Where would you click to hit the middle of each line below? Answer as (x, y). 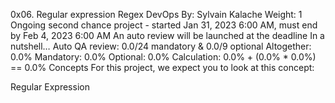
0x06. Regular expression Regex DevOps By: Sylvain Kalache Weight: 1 (156, 14)
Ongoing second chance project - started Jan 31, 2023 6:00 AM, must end (164, 25)
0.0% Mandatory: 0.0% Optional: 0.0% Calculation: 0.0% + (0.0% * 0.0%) (163, 57)
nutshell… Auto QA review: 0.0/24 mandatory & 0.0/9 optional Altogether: (161, 46)
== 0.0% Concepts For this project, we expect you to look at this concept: (162, 67)
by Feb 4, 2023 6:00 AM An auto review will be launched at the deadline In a (167, 35)
